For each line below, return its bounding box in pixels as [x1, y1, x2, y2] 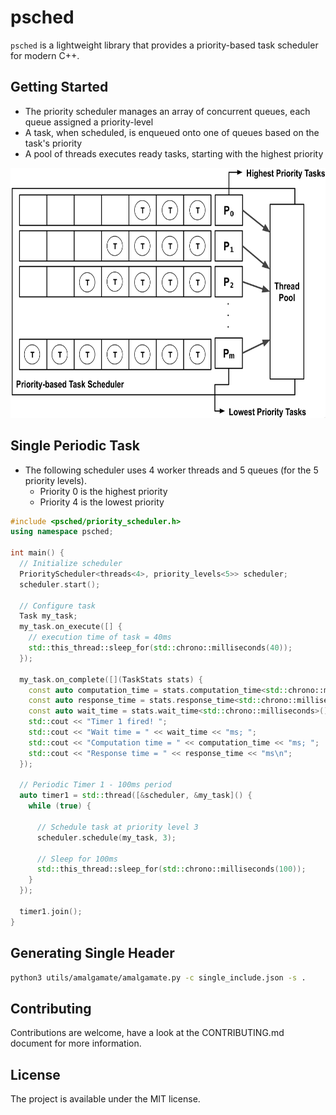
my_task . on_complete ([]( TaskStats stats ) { [19, 674, 203, 685]
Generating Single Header [10, 945, 175, 962]
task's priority [24, 137, 83, 149]
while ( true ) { [28, 801, 92, 811]
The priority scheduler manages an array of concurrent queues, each [24, 105, 311, 117]
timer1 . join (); [19, 906, 83, 916]
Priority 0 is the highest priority [39, 485, 168, 497]
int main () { [10, 548, 65, 558]
